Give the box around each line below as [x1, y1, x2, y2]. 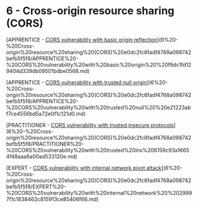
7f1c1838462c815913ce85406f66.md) [6, 196, 99, 203]
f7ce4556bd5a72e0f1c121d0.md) [6, 110, 86, 117]
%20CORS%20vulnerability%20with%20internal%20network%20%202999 [6, 189, 192, 196]
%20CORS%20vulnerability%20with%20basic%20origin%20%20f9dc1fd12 [6, 61, 192, 68]
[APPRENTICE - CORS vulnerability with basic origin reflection [6, 36, 158, 43]
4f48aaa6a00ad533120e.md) [6, 153, 78, 160]
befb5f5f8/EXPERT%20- [6, 183, 67, 190]
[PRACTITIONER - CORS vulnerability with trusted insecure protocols [6, 121, 174, 128]
